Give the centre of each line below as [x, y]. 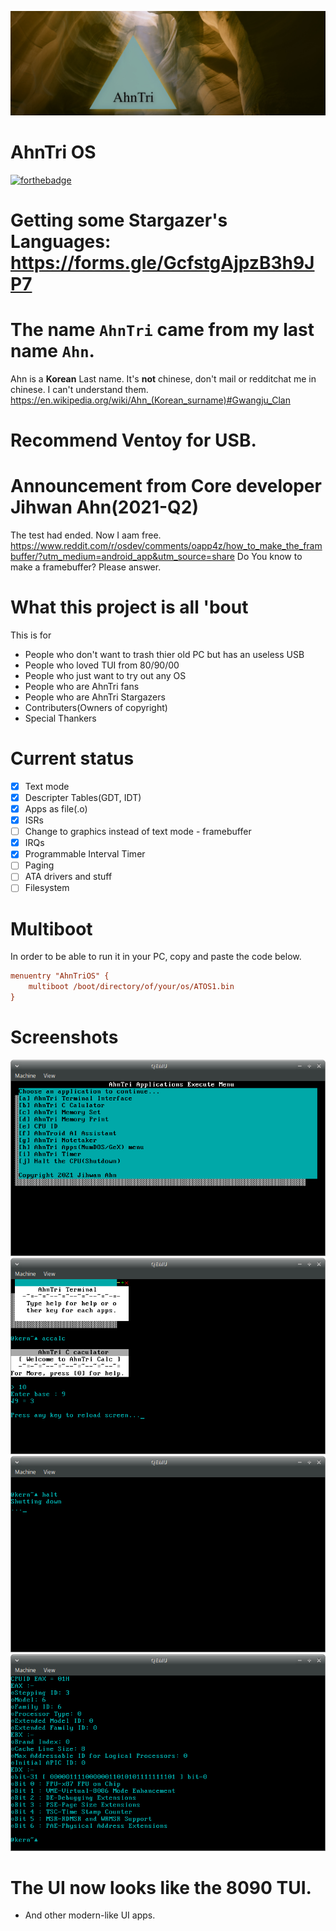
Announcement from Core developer [166, 486]
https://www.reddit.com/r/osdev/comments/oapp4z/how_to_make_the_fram [166, 546]
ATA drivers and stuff [68, 877]
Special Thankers [60, 718]
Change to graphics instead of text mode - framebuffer [138, 832]
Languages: [61, 241]
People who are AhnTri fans [82, 686]
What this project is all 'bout [129, 607]
